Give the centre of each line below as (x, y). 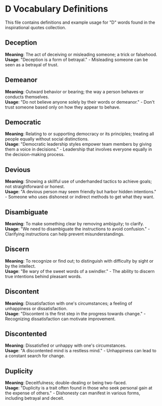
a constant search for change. (35, 356)
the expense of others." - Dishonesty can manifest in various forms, (73, 393)
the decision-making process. (35, 155)
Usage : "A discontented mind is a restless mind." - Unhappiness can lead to (81, 351)
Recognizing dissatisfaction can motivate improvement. (60, 319)
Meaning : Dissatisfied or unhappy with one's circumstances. (66, 345)
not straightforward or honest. (35, 187)
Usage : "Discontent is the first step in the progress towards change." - (75, 313)
